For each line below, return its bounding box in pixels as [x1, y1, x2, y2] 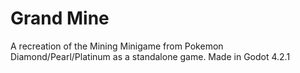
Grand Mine [10, 7, 110, 30]
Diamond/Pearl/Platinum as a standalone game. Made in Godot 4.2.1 [10, 50, 291, 62]
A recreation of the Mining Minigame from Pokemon [10, 40, 224, 52]
